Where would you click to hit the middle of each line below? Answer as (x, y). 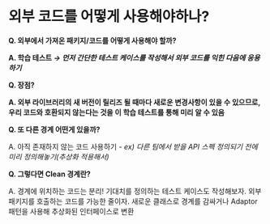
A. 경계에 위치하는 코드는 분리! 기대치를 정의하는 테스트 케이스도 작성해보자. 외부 (135, 191)
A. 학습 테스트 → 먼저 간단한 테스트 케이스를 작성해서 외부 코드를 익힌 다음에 (127, 57)
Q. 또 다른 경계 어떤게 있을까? (54, 129)
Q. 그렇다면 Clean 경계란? (49, 174)
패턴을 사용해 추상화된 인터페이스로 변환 (71, 211)
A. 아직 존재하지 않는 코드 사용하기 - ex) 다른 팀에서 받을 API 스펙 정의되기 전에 (133, 146)
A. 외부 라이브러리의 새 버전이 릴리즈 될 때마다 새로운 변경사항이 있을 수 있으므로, (135, 102)
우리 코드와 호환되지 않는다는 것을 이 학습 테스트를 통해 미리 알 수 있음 (117, 112)
